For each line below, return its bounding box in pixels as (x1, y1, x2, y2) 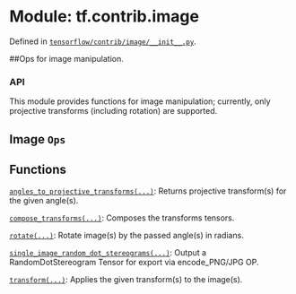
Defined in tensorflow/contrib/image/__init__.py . (9, 36, 197, 47)
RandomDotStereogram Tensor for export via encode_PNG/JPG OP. (9, 257, 259, 268)
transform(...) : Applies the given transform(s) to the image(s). (9, 274, 243, 285)
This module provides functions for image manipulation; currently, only (9, 96, 271, 107)
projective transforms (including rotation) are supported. (9, 106, 218, 117)
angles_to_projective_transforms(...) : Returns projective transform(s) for (9, 186, 287, 196)
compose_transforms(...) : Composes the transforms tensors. (9, 212, 235, 223)
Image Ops (9, 132, 66, 147)
